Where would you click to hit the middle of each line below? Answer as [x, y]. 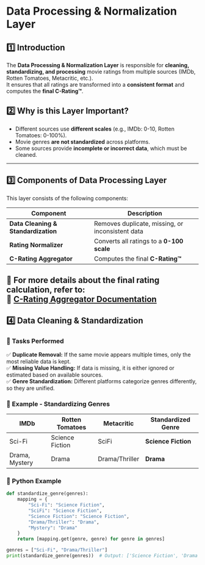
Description [145, 213]
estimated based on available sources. [55, 375]
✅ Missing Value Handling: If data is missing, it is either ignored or [91, 368]
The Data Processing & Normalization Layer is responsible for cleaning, [98, 65]
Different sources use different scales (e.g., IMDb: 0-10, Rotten [95, 129]
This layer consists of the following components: [67, 198]
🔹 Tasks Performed [35, 341]
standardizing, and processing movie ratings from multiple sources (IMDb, [101, 72]
